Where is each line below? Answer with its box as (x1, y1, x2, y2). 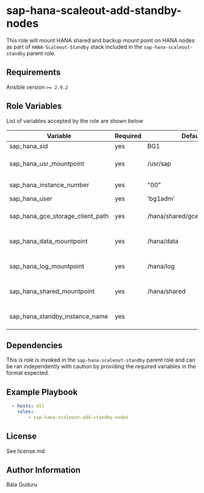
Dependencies (6, 340, 63, 350)
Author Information (6, 465, 81, 475)
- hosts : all (12, 403, 45, 409)
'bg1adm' (147, 194, 175, 202)
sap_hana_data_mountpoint (9, 236, 88, 245)
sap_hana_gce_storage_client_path (9, 212, 109, 220)
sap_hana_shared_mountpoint (9, 287, 95, 295)
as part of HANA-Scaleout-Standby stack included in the (6, 43, 143, 50)
